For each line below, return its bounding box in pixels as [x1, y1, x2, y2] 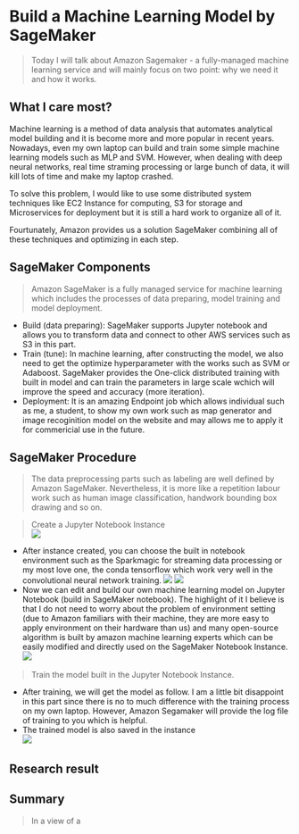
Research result [9, 761, 100, 776]
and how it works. [30, 73, 97, 84]
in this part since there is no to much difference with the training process [21, 696, 290, 707]
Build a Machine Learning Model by [9, 6, 276, 27]
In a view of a [30, 815, 81, 826]
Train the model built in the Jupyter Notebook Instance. [30, 670, 235, 680]
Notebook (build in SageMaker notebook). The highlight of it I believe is [21, 594, 285, 605]
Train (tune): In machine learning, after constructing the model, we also [21, 348, 284, 359]
